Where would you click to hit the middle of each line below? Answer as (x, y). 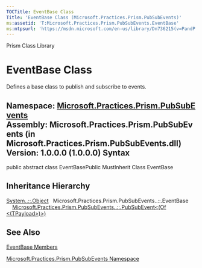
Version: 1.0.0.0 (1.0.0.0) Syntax (68, 153)
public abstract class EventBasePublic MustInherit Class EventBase (90, 167)
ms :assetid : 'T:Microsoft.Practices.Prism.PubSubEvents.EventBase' (93, 23)
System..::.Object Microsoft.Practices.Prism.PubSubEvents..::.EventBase (97, 201)
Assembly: (27, 124)
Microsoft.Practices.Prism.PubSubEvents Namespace (73, 258)
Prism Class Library (30, 46)
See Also (23, 232)
